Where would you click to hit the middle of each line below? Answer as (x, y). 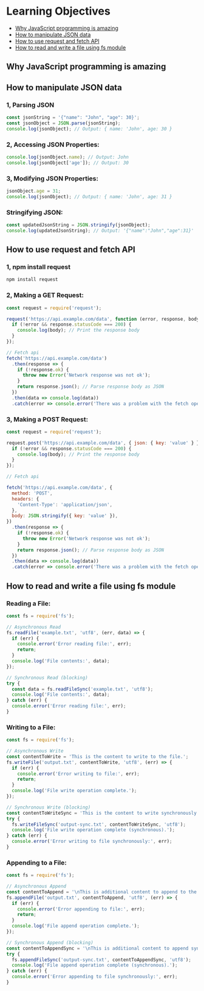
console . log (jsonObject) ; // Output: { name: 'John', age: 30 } (89, 129)
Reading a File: (29, 603)
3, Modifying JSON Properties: (53, 178)
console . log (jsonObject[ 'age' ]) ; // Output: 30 (68, 163)
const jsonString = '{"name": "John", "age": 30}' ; (73, 118)
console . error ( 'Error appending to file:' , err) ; (81, 909)
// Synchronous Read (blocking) (47, 678)
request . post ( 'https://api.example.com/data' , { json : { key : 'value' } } (103, 443)
